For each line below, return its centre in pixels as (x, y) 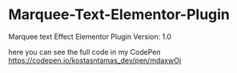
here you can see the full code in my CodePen (84, 52)
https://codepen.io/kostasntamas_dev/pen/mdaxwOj (95, 60)
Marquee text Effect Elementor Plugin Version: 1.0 (90, 36)
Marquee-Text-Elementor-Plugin (119, 15)
